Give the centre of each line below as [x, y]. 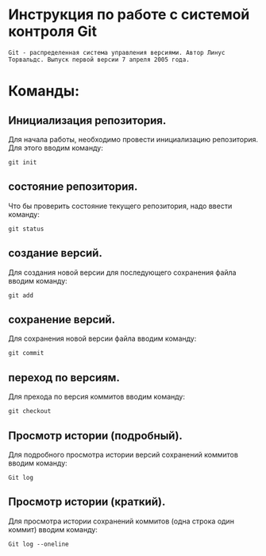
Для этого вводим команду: [56, 148]
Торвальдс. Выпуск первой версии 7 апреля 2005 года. [99, 60]
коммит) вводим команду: [53, 529]
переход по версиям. [64, 378]
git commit [26, 353]
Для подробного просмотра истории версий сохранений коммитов [123, 455]
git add [21, 295]
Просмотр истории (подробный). [95, 436]
